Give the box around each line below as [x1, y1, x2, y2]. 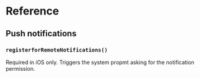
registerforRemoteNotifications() [5, 47, 108, 53]
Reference [5, 4, 59, 18]
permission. [5, 65, 35, 72]
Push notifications [5, 28, 77, 39]
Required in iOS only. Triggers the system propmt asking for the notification [5, 59, 195, 66]
